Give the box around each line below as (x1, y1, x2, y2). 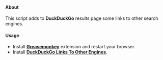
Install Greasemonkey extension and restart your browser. (12, 44, 135, 50)
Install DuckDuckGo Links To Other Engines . (12, 49, 107, 55)
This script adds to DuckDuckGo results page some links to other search (5, 15, 158, 21)
